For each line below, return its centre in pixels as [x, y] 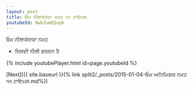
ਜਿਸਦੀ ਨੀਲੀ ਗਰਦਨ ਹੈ [37, 52]
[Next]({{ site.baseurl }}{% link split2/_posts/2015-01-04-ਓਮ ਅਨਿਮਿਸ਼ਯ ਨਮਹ [97, 75]
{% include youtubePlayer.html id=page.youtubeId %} [72, 63]
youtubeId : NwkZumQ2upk [35, 22]
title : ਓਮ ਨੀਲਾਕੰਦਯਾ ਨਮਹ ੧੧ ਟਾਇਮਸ [47, 17]
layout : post [22, 12]
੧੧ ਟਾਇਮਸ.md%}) [27, 81]
